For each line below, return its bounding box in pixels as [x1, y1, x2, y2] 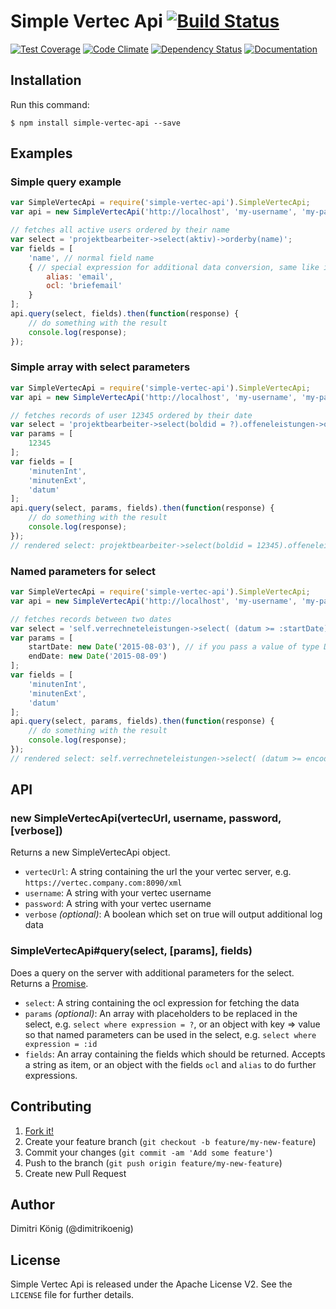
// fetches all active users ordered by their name [10, 225, 230, 235]
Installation [10, 72, 82, 89]
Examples [10, 145, 73, 162]
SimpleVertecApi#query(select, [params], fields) [10, 944, 253, 958]
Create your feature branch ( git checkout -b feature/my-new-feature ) [24, 1135, 317, 1147]
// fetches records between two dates [10, 614, 172, 624]
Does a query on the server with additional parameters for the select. [10, 966, 295, 979]
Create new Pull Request [24, 1167, 127, 1179]
